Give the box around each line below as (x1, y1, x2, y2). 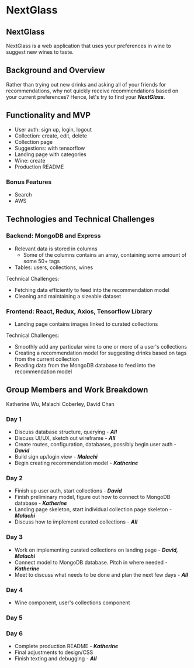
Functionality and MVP (6, 111, 91, 120)
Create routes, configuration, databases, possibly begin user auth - (14, 441, 177, 448)
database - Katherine (14, 500, 67, 507)
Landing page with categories (14, 150, 86, 158)
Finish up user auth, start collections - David (14, 487, 122, 494)
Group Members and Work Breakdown (6, 385, 148, 395)
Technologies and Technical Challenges (6, 214, 155, 224)
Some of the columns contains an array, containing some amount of (23, 251, 187, 258)
